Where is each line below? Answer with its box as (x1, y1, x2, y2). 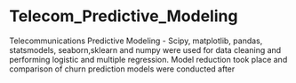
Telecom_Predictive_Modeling (9, 6, 238, 26)
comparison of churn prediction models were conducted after (9, 64, 236, 74)
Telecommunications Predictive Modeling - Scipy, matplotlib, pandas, (9, 35, 263, 46)
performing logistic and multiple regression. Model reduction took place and (9, 54, 288, 64)
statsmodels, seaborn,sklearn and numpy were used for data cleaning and (9, 44, 282, 55)
